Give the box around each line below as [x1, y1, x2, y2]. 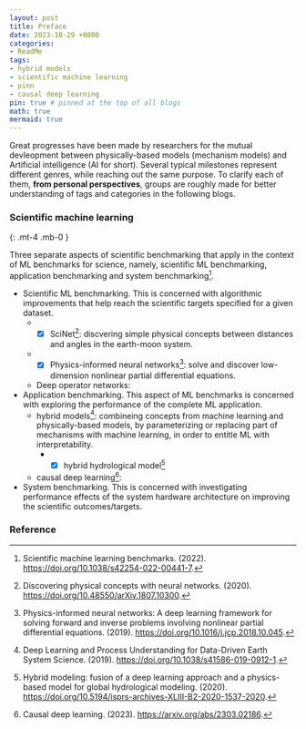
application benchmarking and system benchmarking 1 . [9, 269, 214, 282]
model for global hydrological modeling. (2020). [48, 681, 228, 693]
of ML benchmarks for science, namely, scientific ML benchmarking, [9, 259, 267, 270]
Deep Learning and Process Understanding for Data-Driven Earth [22, 644, 269, 655]
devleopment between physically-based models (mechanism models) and [9, 149, 287, 160]
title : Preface [9, 22, 67, 31]
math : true [9, 107, 51, 116]
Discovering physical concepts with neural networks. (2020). [22, 580, 252, 590]
